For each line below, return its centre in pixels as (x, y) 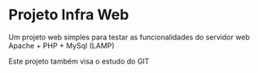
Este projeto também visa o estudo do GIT (79, 61)
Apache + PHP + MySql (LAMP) (62, 45)
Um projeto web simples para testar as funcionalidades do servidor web (129, 37)
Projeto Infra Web (69, 15)
